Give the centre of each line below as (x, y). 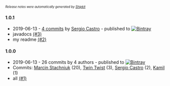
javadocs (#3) (27, 34)
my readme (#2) (29, 39)
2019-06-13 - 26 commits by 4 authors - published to (68, 62)
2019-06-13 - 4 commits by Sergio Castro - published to (71, 29)
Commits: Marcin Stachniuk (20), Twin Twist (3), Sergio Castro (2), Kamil (89, 68)
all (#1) (20, 78)
